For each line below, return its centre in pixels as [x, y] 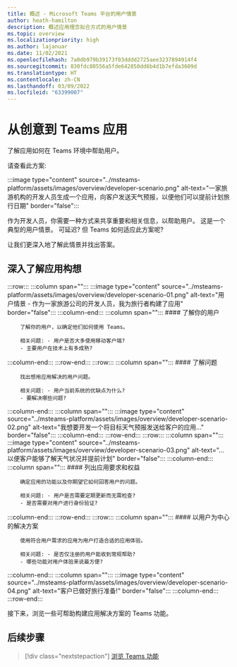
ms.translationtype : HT [42, 73]
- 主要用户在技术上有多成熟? [56, 348]
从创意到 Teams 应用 [68, 130]
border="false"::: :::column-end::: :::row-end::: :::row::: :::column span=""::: [116, 435]
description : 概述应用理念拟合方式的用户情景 [67, 27]
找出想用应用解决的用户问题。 [57, 377]
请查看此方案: [27, 166]
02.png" [19, 427]
